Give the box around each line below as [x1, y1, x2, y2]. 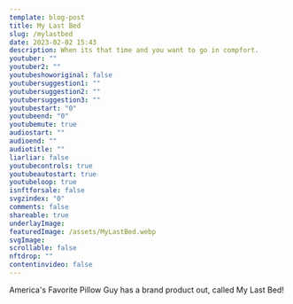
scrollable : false [9, 244, 77, 253]
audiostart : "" [9, 129, 66, 137]
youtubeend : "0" [9, 112, 69, 121]
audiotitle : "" [9, 144, 66, 153]
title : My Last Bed [9, 21, 81, 30]
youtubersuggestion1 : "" [9, 79, 101, 88]
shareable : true [9, 210, 69, 220]
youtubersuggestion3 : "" [9, 95, 101, 105]
